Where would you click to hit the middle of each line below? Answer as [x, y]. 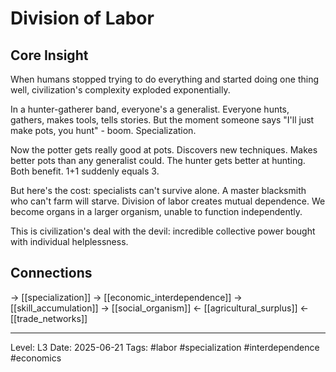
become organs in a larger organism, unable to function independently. [156, 211]
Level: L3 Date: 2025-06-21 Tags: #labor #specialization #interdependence [165, 347]
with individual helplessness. [69, 241]
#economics [36, 358]
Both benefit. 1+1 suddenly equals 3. [85, 171]
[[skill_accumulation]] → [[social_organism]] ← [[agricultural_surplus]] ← [159, 308]
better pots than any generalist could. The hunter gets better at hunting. [158, 160]
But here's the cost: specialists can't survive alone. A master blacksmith [158, 190]
